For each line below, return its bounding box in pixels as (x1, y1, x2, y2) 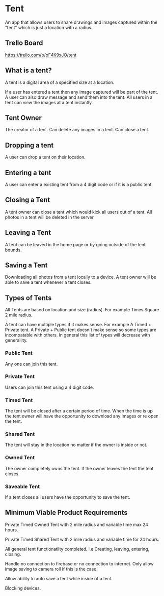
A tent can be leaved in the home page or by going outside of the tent (5, 241, 146, 247)
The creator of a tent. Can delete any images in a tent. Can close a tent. (5, 127, 150, 133)
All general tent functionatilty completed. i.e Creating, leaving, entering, (5, 546, 150, 552)
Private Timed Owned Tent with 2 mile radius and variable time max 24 (5, 521, 148, 527)
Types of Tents (5, 294, 52, 302)
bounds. (5, 247, 22, 253)
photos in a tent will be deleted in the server (5, 214, 94, 220)
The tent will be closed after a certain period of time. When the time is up (5, 408, 153, 414)
